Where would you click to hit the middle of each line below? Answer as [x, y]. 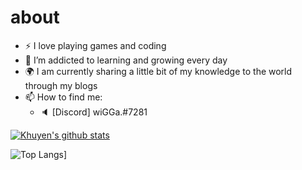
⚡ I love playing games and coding [95, 45]
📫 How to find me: [63, 97]
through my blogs [61, 85]
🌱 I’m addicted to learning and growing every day [126, 60]
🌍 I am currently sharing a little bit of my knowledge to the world [158, 71]
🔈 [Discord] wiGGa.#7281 [93, 112]
